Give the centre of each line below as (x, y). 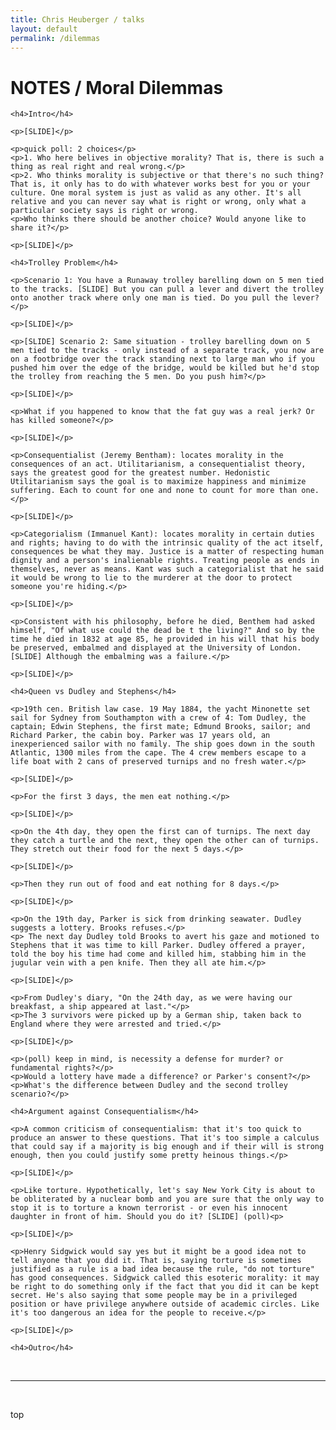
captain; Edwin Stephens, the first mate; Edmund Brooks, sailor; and (160, 727)
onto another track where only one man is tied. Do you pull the (149, 298)
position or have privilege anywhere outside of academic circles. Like (165, 1304)
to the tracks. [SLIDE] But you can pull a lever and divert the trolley (167, 289)
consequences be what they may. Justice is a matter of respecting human (167, 552)
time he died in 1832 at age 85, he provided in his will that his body (165, 639)
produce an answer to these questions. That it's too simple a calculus (165, 1138)
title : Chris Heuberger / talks (77, 19)
